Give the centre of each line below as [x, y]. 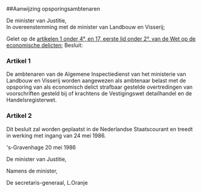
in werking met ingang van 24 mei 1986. [56, 135]
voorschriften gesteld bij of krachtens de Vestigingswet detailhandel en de [99, 94]
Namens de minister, [32, 171]
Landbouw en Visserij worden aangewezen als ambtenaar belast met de [96, 81]
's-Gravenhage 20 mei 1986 [41, 147]
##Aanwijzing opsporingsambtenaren [53, 9]
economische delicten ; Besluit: [45, 45]
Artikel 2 [19, 116]
